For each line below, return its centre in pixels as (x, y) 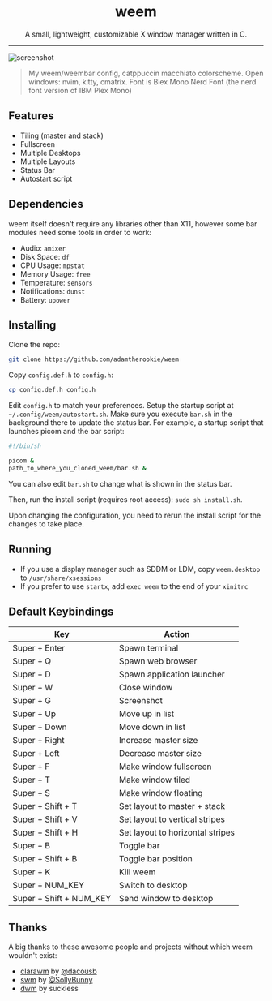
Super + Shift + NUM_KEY (62, 899)
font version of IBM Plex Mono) (80, 90)
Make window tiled (155, 780)
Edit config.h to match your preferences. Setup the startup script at (121, 406)
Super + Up (34, 714)
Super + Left (36, 754)
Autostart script (46, 178)
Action (177, 634)
